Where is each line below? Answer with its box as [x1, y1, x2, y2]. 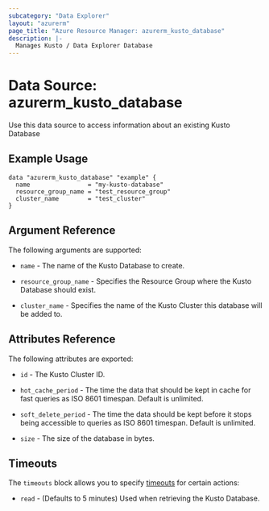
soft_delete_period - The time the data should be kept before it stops [19, 409, 252, 419]
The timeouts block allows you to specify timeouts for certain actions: [8, 478, 240, 488]
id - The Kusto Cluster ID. [19, 369, 106, 379]
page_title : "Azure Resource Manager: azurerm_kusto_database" [8, 27, 226, 35]
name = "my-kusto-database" [15, 181, 163, 189]
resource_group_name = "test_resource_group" [15, 187, 172, 196]
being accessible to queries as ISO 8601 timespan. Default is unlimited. [19, 418, 256, 427]
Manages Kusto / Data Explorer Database [15, 42, 153, 50]
